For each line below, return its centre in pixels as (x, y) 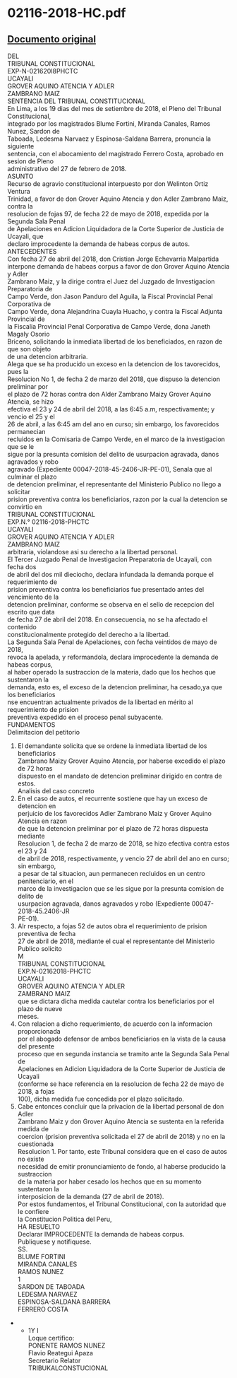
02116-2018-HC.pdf (67, 13)
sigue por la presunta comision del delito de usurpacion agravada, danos (113, 454)
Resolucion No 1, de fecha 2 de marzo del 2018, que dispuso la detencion (114, 379)
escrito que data (31, 612)
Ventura (19, 191)
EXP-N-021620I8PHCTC (43, 71)
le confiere (33, 1211)
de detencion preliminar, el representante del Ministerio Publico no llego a (114, 484)
